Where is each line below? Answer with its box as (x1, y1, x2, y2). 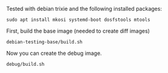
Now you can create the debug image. (6, 49, 102, 57)
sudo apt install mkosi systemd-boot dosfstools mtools (6, 17, 150, 23)
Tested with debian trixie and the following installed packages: (6, 5, 163, 12)
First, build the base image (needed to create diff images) (6, 27, 150, 34)
